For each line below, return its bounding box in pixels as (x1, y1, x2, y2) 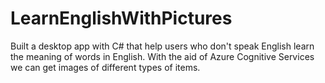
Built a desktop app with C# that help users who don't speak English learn (10, 40, 315, 52)
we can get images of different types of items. (10, 61, 201, 73)
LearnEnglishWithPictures (10, 7, 233, 30)
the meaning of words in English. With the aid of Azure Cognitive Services (10, 50, 315, 62)
